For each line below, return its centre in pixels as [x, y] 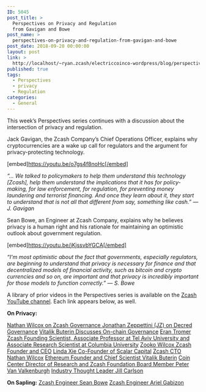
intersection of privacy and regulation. [55, 127]
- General [25, 103]
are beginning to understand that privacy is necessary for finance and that [101, 263]
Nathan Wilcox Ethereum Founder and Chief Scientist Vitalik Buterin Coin [99, 357]
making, [17, 189]
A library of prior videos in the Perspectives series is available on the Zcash [102, 295]
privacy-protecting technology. [46, 152]
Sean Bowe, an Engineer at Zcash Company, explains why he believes [95, 220]
